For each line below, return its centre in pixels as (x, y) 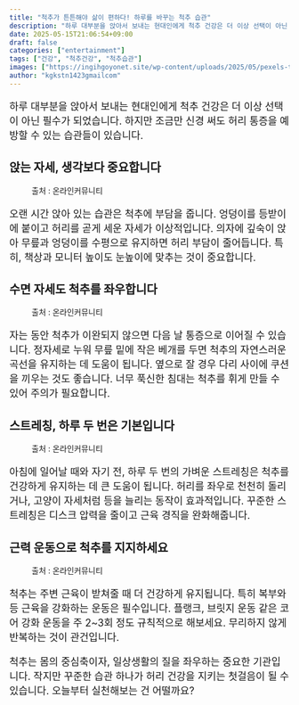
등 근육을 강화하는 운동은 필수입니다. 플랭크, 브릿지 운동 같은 (143, 609)
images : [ (28, 68)
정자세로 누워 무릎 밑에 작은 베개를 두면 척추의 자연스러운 (160, 350)
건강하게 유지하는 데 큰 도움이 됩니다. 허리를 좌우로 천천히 (137, 487)
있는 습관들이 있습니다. (93, 135)
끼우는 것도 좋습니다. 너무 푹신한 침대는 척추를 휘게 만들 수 (150, 379)
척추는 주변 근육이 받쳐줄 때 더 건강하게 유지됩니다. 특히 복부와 (148, 594)
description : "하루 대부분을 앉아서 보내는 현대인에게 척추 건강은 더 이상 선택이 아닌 (149, 26)
